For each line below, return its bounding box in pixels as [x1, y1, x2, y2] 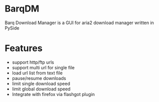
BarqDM [5, 3, 40, 15]
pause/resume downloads [12, 75, 66, 81]
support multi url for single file [12, 64, 75, 70]
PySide [5, 25, 20, 31]
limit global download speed [12, 86, 71, 92]
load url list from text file [12, 70, 63, 76]
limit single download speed [12, 80, 70, 86]
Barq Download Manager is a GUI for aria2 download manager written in [5, 20, 154, 26]
